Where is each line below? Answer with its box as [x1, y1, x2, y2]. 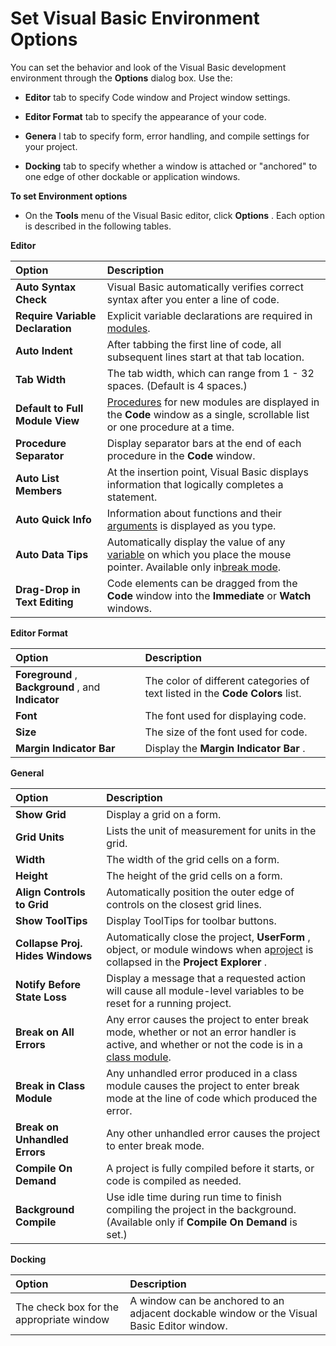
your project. [24, 140, 78, 152]
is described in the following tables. [24, 220, 172, 232]
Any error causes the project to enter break [106, 1012, 309, 1026]
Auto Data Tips [15, 547, 89, 561]
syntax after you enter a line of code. [106, 292, 280, 306]
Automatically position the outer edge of [106, 885, 295, 899]
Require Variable [15, 308, 97, 322]
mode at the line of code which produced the [106, 1091, 318, 1105]
